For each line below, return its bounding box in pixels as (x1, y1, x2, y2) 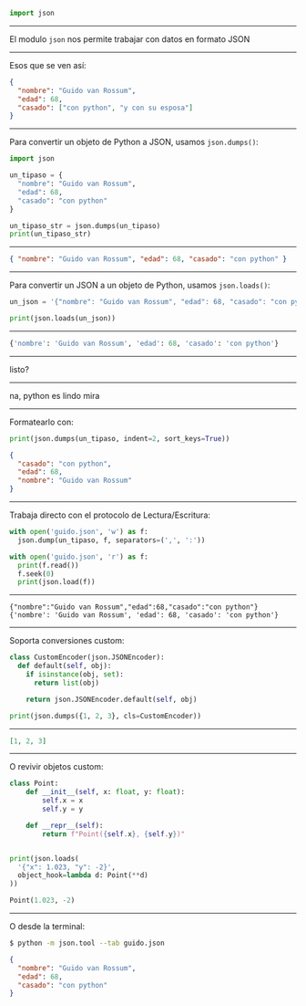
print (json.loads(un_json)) (9, 314, 117, 323)
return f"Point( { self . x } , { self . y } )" (42, 829, 185, 839)
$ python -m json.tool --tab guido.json (9, 938, 166, 948)
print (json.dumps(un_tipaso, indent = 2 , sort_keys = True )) (9, 434, 230, 443)
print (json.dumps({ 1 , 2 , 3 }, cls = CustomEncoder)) (9, 711, 202, 720)
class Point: (9, 779, 59, 789)
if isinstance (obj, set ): (25, 670, 125, 679)
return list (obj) (33, 678, 100, 687)
